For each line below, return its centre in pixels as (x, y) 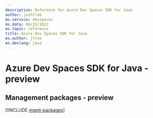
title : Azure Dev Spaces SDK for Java (46, 34)
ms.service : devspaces (29, 19)
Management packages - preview (60, 98)
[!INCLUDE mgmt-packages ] (35, 110)
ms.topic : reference (27, 29)
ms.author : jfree (24, 39)
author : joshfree (24, 15)
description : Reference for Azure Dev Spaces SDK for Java (69, 10)
